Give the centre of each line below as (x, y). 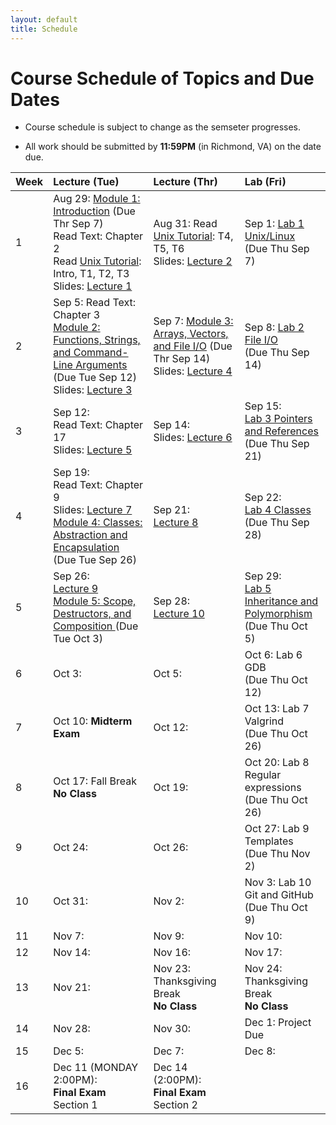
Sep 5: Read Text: (95, 303)
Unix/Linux (270, 236)
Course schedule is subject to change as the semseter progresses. (163, 127)
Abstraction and (90, 535)
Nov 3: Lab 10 (278, 883)
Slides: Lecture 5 (93, 450)
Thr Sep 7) (78, 224)
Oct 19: (171, 788)
